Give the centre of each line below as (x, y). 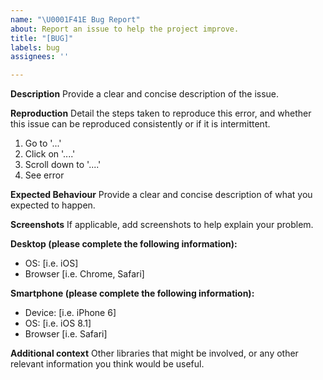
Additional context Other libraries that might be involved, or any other (154, 353)
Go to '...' (43, 143)
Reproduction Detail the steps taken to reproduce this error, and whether (161, 113)
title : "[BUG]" (42, 38)
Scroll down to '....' (63, 165)
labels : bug (35, 47)
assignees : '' (40, 57)
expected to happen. (53, 205)
